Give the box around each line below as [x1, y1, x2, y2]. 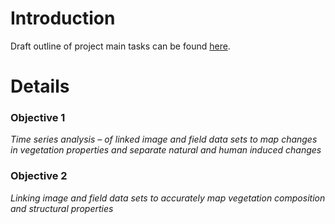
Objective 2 [10, 169, 68, 183]
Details [10, 75, 70, 98]
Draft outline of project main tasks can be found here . [10, 40, 231, 52]
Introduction [10, 7, 116, 30]
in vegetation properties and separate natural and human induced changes [10, 144, 322, 156]
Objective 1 [10, 111, 66, 125]
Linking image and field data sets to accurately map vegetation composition [10, 192, 326, 204]
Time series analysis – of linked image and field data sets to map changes [10, 133, 318, 146]
